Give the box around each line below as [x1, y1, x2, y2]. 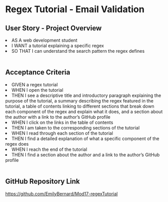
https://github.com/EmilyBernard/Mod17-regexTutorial [5, 190, 118, 196]
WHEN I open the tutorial [12, 87, 63, 93]
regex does [5, 141, 29, 147]
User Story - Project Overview [5, 24, 102, 32]
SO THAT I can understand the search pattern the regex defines [12, 48, 145, 54]
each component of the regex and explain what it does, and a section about [5, 108, 163, 115]
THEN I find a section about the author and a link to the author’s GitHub [12, 151, 160, 158]
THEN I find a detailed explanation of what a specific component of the [12, 136, 159, 142]
